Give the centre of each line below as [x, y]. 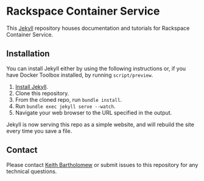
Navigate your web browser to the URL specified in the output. [93, 112]
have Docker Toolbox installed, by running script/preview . [80, 75]
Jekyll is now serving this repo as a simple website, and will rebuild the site [100, 124]
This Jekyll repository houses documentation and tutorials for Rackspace [98, 28]
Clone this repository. [42, 93]
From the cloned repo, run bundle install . [69, 99]
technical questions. [32, 171]
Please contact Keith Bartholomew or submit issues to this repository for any [102, 165]
